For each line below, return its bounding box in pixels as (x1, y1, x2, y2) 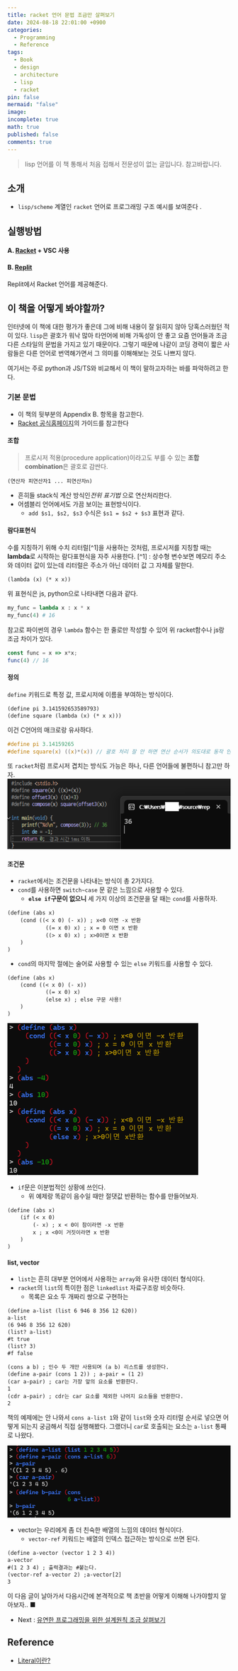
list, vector (7, 1258, 40, 1267)
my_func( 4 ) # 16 (7, 611, 55, 619)
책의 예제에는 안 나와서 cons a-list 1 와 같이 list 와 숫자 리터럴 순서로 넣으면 (7, 1413, 222, 1422)
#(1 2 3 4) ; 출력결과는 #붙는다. (7, 1564, 98, 1572)
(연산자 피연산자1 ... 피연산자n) (7, 477, 93, 485)
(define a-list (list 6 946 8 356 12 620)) (7, 1308, 138, 1315)
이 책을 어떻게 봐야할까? (7, 302, 105, 315)
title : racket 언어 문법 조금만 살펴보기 (7, 11, 115, 18)
